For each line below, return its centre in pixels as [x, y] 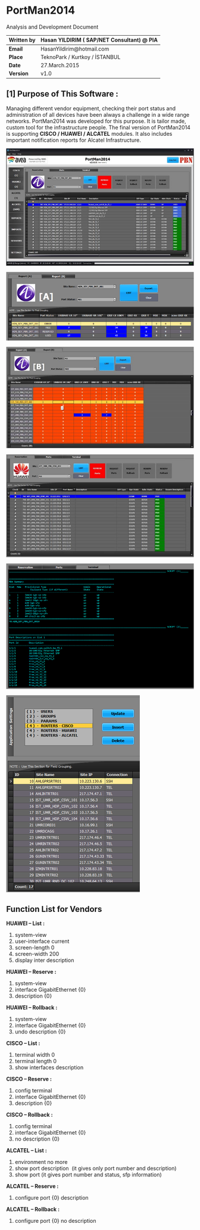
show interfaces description [49, 1067]
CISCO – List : [23, 1043]
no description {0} [37, 1139]
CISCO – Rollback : [29, 1115]
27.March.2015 [60, 66]
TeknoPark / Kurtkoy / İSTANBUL [81, 57]
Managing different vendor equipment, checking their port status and [91, 108]
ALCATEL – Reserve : [32, 1186]
